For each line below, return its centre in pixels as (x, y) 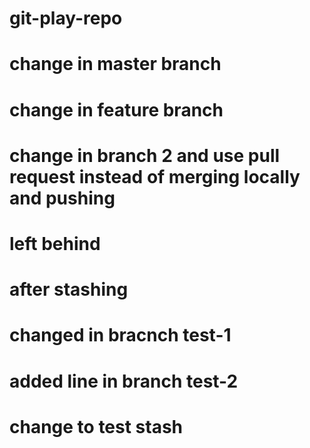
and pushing (62, 198)
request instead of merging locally (155, 176)
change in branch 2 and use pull (145, 155)
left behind (55, 243)
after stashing (69, 289)
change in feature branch (116, 109)
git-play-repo (66, 18)
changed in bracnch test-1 (120, 335)
